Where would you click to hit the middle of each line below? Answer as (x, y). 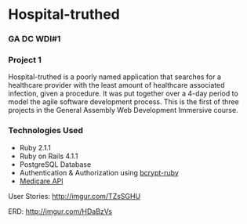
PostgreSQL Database (55, 164)
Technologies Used (46, 131)
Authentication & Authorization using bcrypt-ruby (99, 172)
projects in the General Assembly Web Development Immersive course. (123, 110)
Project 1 (25, 60)
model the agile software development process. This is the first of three (123, 102)
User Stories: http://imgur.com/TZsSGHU (74, 196)
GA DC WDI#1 (35, 39)
